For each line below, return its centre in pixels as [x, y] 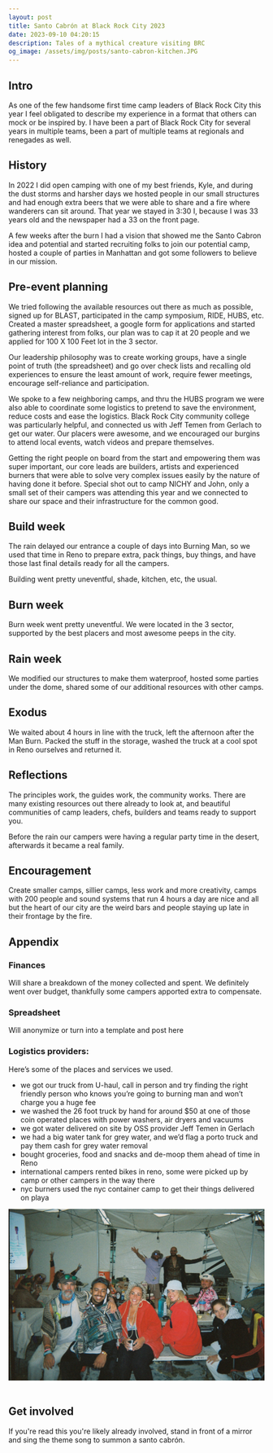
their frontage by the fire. [50, 916]
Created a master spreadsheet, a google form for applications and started [132, 324]
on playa [35, 1197]
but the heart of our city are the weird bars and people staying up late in [129, 907]
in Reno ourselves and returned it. [65, 749]
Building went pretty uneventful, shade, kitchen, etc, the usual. [113, 579]
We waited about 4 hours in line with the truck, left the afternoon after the [131, 732]
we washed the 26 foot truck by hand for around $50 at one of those [135, 1111]
